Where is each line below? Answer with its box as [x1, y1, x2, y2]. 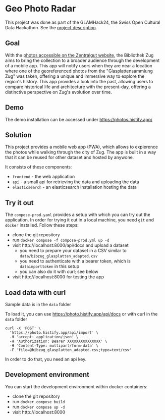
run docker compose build [12, 398, 65, 404]
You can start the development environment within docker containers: [5, 383, 148, 389]
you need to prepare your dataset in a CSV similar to [19, 248, 127, 254]
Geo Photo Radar [5, 3, 76, 14]
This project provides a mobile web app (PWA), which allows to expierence [5, 144, 158, 150]
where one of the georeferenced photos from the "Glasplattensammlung [5, 68, 153, 74]
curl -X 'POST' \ [5, 326, 41, 331]
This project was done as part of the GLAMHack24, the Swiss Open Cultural [5, 19, 161, 25]
